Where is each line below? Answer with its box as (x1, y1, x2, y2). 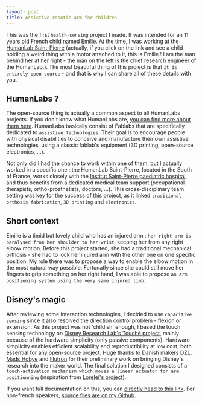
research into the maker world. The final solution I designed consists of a (6, 361, 188, 369)
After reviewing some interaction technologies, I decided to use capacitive (6, 310, 192, 317)
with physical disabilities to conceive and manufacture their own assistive (6, 135, 189, 143)
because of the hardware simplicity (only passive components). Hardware (6, 336, 190, 343)
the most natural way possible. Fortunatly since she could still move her (6, 264, 184, 271)
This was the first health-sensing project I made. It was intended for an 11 (6, 31, 189, 38)
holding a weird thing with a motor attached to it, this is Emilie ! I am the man (6, 50, 196, 57)
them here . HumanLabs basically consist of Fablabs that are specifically (6, 122, 185, 130)
